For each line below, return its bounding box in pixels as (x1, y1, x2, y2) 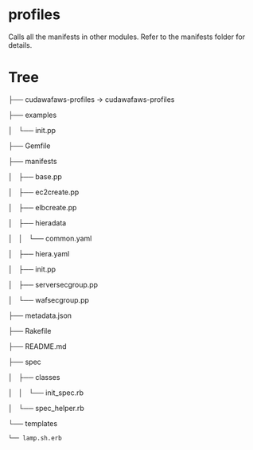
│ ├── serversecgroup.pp (8, 280, 98, 289)
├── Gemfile (8, 141, 51, 151)
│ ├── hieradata (8, 217, 67, 228)
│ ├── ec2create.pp (8, 187, 80, 197)
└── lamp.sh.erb (8, 434, 62, 442)
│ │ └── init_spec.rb (8, 388, 84, 397)
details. (8, 40, 33, 49)
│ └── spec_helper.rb (8, 403, 85, 413)
